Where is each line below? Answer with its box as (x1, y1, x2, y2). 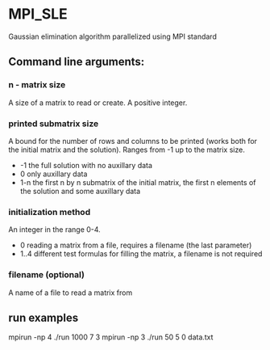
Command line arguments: (8, 55, 145, 69)
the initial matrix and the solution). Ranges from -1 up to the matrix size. (8, 145, 246, 154)
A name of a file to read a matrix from (8, 288, 133, 297)
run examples (8, 310, 79, 324)
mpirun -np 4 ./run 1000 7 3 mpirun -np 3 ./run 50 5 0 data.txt (8, 332, 214, 342)
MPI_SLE (8, 5, 69, 23)
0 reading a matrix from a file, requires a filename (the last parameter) (19, 240, 252, 251)
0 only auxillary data (19, 169, 88, 179)
